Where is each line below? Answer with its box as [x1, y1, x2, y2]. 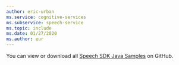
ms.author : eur [6, 36, 44, 42]
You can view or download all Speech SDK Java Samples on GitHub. [6, 53, 174, 59]
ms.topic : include [6, 25, 52, 31]
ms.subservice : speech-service [6, 19, 84, 25]
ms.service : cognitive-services [6, 14, 86, 20]
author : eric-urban [6, 8, 55, 15]
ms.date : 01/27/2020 [6, 31, 58, 37]
